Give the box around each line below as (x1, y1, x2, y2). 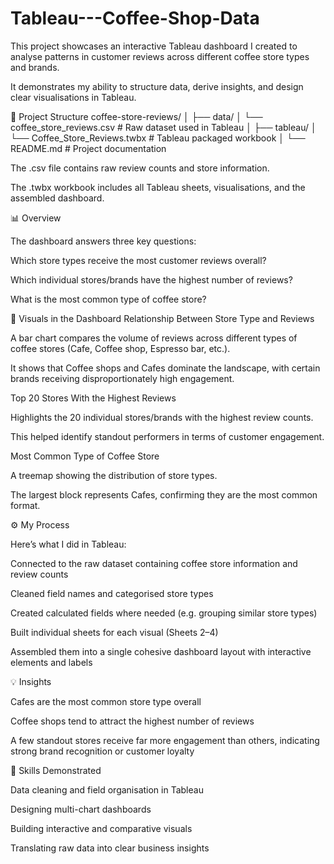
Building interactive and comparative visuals (10, 822, 193, 834)
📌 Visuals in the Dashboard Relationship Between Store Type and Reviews (10, 312, 315, 324)
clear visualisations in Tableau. (10, 91, 137, 103)
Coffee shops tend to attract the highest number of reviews (10, 715, 255, 727)
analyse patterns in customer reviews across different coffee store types (10, 50, 310, 62)
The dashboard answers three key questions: (10, 235, 197, 247)
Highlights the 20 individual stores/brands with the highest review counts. (10, 411, 314, 423)
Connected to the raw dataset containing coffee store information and (10, 557, 298, 569)
